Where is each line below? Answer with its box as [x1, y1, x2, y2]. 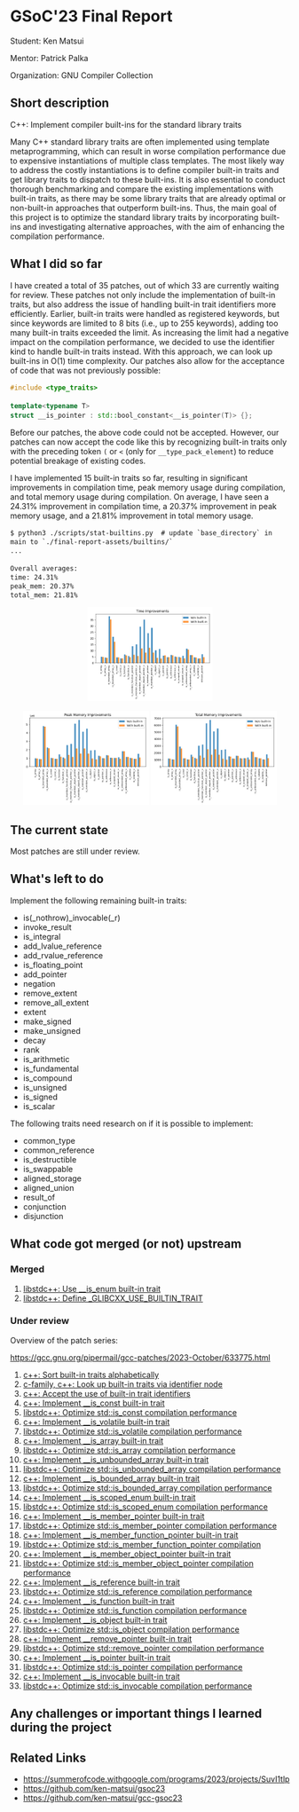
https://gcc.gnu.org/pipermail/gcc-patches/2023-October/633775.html [10, 1351, 271, 1363]
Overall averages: [10, 564, 78, 573]
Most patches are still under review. [10, 846, 140, 857]
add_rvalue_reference [22, 949, 104, 960]
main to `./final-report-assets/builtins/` [10, 538, 174, 547]
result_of [22, 1192, 56, 1202]
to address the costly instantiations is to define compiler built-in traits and [10, 164, 279, 175]
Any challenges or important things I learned [10, 1706, 263, 1721]
